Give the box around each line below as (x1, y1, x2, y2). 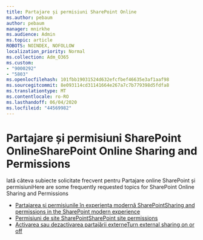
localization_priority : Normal (6, 49, 85, 55)
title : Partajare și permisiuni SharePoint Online (6, 9, 137, 15)
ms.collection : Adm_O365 (6, 54, 69, 60)
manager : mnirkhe (6, 26, 50, 32)
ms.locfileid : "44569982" (6, 105, 72, 111)
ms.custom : (6, 60, 34, 66)
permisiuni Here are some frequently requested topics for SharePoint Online (6, 183, 195, 191)
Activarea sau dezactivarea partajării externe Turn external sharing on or (15, 221, 195, 228)
